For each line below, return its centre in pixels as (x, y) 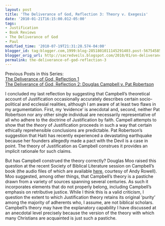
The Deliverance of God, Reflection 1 (42, 79)
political (13, 104)
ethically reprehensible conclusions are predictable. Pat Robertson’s (74, 130)
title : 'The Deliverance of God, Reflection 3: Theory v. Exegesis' (77, 14)
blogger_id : (17, 51)
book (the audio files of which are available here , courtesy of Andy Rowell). (81, 171)
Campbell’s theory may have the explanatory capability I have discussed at (81, 208)
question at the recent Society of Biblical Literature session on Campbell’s (80, 166)
